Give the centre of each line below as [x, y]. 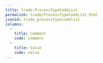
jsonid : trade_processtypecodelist [43, 19]
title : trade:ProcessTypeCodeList [42, 10]
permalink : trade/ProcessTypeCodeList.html [52, 15]
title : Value [28, 48]
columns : [14, 24]
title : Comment [30, 34]
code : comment [29, 39]
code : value [27, 52]
